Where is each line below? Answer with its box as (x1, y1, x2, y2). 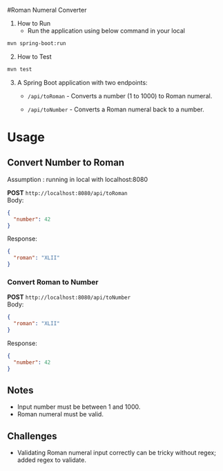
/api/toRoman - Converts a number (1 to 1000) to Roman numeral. (27, 91, 213, 100)
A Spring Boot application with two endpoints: (17, 78, 148, 86)
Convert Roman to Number (7, 277, 99, 286)
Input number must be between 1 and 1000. (17, 403, 141, 411)
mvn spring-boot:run (7, 40, 67, 47)
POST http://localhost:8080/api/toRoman (7, 188, 128, 196)
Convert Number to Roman (7, 157, 125, 169)
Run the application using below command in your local (27, 27, 185, 35)
